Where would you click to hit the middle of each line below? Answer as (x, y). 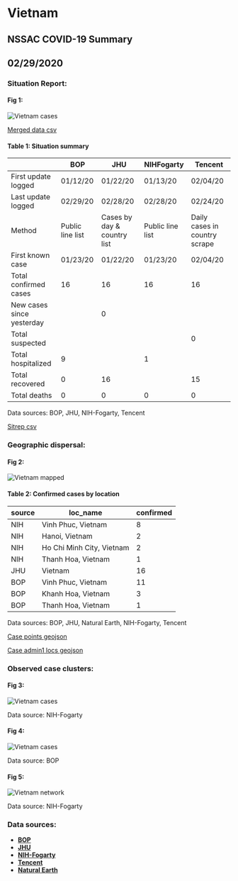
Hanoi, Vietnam (67, 536)
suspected (28, 343)
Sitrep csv (22, 427)
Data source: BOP (33, 761)
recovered (28, 384)
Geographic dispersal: (46, 445)
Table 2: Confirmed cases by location (63, 494)
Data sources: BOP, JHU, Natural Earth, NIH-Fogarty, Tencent (97, 622)
